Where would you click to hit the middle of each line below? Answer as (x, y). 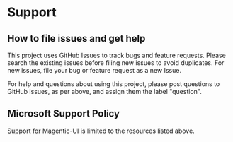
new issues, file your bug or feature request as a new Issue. (95, 70)
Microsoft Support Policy (64, 114)
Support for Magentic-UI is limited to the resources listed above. (101, 131)
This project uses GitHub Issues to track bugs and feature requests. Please (117, 55)
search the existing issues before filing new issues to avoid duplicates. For (116, 63)
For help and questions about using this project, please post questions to (114, 84)
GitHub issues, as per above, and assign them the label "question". (104, 91)
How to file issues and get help (76, 39)
